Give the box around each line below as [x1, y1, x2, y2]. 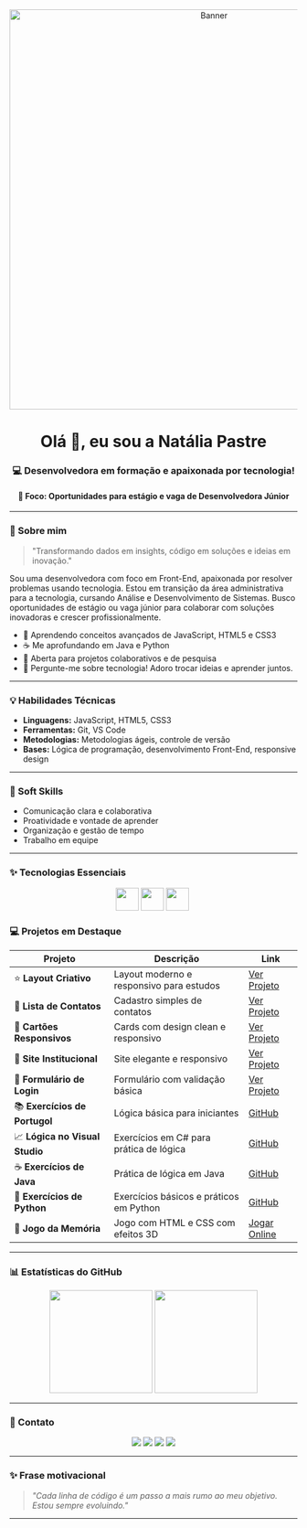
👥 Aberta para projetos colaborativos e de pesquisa [22, 653, 217, 664]
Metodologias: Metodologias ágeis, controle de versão [22, 733, 231, 744]
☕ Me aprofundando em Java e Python [22, 639, 170, 650]
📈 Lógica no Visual [14, 1129, 101, 1142]
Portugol [14, 1115, 53, 1127]
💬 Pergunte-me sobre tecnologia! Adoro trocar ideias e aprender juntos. [22, 662, 293, 673]
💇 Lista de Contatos [14, 999, 101, 1012]
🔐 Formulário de [14, 1073, 85, 1085]
